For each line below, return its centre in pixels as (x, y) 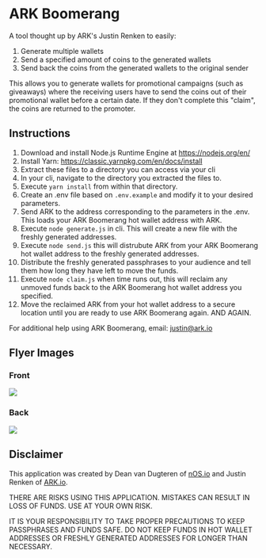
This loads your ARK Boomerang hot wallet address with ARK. (121, 220)
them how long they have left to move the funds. (99, 270)
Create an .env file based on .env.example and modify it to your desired (137, 194)
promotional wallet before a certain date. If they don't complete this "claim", (132, 100)
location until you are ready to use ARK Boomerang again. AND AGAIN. (136, 312)
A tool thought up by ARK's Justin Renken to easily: (93, 36)
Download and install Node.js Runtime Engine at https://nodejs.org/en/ (135, 152)
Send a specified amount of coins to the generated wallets (116, 59)
